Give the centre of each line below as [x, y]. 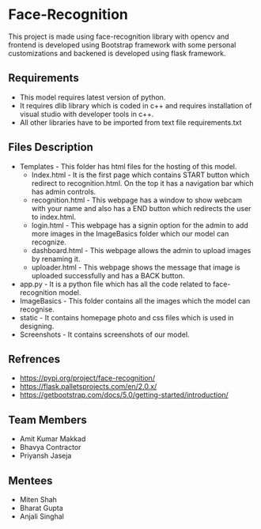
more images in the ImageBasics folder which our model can [130, 233]
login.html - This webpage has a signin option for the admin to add [140, 225]
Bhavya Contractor [50, 448]
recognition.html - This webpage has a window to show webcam [137, 200]
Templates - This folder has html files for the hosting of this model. [128, 166]
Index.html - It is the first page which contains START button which [140, 175]
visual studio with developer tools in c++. [87, 114]
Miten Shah [38, 499]
